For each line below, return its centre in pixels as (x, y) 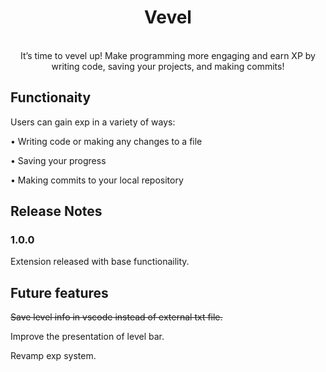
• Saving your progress (58, 160)
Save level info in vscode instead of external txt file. (116, 317)
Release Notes (56, 211)
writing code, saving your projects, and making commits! (168, 66)
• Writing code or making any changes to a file (106, 141)
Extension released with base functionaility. (100, 262)
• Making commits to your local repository (97, 180)
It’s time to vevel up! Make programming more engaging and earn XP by (168, 55)
